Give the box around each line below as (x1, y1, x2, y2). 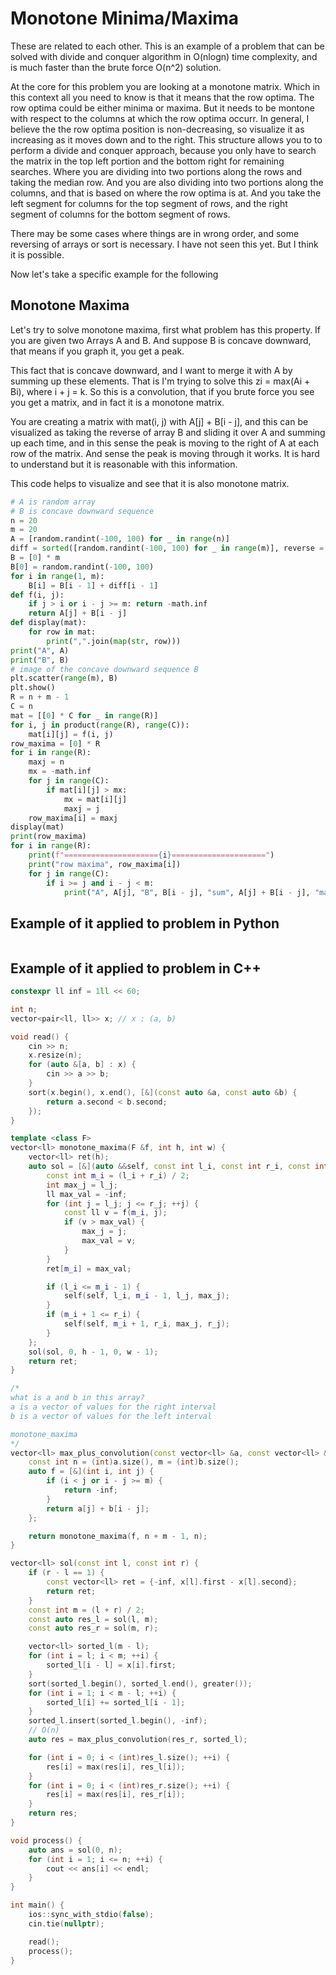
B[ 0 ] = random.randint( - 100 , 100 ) (10, 562, 155, 572)
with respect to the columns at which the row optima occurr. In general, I (10, 112, 310, 124)
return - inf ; (63, 1485, 118, 1495)
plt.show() (10, 683, 56, 693)
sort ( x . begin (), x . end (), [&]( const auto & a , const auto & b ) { (28, 1087, 298, 1097)
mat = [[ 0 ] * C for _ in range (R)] (10, 710, 159, 721)
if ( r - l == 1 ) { (28, 1568, 105, 1578)
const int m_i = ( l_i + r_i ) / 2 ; (46, 1170, 190, 1181)
